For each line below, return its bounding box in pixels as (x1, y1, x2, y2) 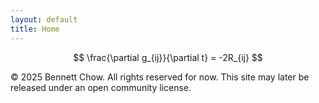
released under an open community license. (10, 81, 192, 93)
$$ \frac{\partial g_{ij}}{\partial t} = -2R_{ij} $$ (73, 51, 263, 63)
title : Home (10, 24, 60, 34)
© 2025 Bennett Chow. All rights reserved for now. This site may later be (10, 71, 310, 83)
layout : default (10, 14, 78, 25)
